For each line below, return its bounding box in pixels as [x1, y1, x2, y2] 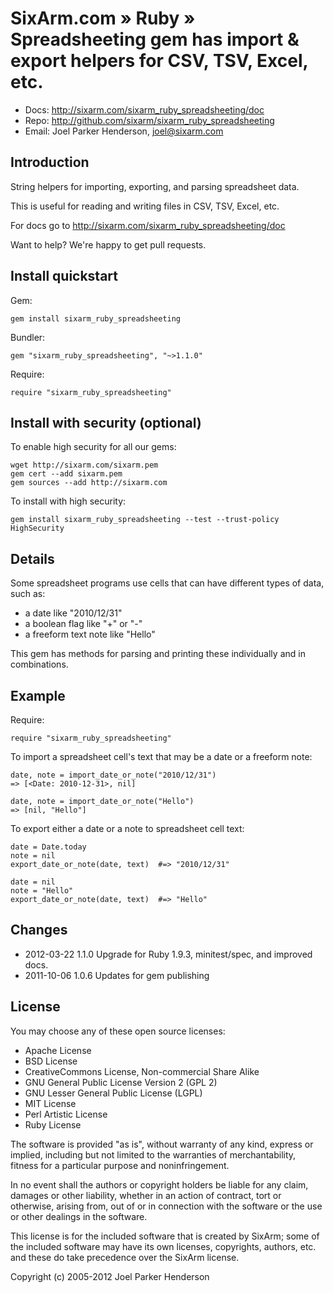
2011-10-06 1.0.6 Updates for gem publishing [24, 969, 210, 981]
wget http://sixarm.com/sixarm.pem [10, 460, 159, 471]
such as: [10, 588, 46, 600]
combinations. [10, 658, 69, 671]
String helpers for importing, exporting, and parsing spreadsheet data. [10, 180, 300, 192]
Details [10, 550, 55, 567]
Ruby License [24, 1118, 82, 1131]
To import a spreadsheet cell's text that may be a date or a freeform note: [10, 751, 313, 762]
